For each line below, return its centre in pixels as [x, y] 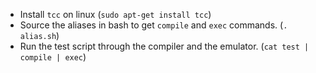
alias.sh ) [39, 35]
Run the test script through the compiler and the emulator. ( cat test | [164, 46]
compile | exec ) [53, 57]
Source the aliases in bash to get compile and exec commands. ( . [153, 25]
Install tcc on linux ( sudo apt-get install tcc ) [115, 14]
